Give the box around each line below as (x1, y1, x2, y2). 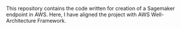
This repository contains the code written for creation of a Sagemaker (6, 5, 175, 12)
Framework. (37, 17, 66, 24)
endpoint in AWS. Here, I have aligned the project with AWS (6, 11, 150, 18)
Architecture (6, 17, 36, 24)
